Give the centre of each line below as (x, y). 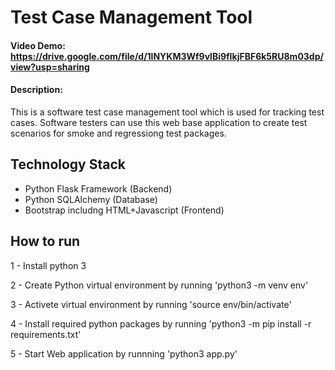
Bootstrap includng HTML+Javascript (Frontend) (124, 210)
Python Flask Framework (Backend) (98, 188)
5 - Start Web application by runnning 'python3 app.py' (124, 353)
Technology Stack (68, 164)
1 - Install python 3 (48, 265)
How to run (45, 241)
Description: (36, 90)
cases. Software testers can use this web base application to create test (159, 122)
